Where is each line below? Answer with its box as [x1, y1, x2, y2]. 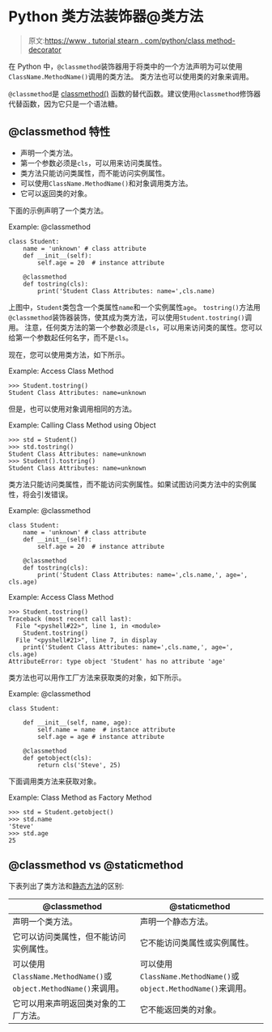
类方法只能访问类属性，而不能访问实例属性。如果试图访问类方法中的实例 [8, 479, 249, 489]
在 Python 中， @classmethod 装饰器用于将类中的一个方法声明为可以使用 [8, 62, 243, 71]
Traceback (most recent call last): [8, 614, 132, 623]
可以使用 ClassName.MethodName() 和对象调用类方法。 [19, 178, 193, 188]
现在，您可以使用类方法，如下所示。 [8, 350, 130, 359]
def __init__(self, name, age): [23, 718, 132, 727]
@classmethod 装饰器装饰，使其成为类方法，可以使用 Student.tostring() [8, 312, 245, 322]
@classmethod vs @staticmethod [8, 859, 184, 873]
